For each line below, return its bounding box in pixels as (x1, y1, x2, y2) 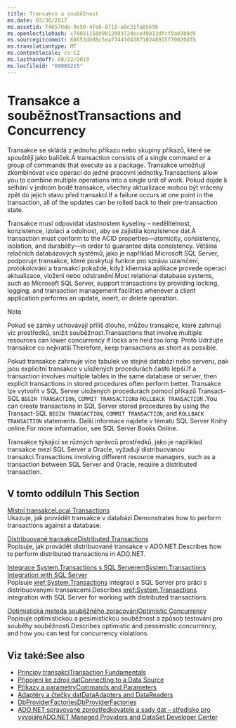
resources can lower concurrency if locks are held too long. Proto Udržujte (7, 336, 223, 344)
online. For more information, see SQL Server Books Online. (7, 424, 178, 432)
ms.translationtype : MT (7, 43, 77, 50)
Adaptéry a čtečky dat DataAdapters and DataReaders (17, 691, 173, 699)
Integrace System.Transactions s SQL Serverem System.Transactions (7, 563, 206, 572)
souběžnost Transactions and (7, 107, 182, 124)
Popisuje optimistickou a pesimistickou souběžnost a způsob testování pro (7, 614, 223, 623)
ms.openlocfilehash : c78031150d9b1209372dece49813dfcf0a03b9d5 (7, 29, 197, 37)
